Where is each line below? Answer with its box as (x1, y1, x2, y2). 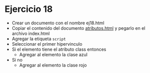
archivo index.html (11, 30, 50, 36)
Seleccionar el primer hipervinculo (11, 41, 82, 47)
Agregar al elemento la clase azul (19, 51, 88, 58)
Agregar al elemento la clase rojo (19, 62, 87, 68)
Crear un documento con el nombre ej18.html (11, 20, 105, 26)
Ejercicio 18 (4, 3, 53, 15)
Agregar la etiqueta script (11, 36, 66, 42)
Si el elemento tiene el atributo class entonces (11, 46, 106, 52)
